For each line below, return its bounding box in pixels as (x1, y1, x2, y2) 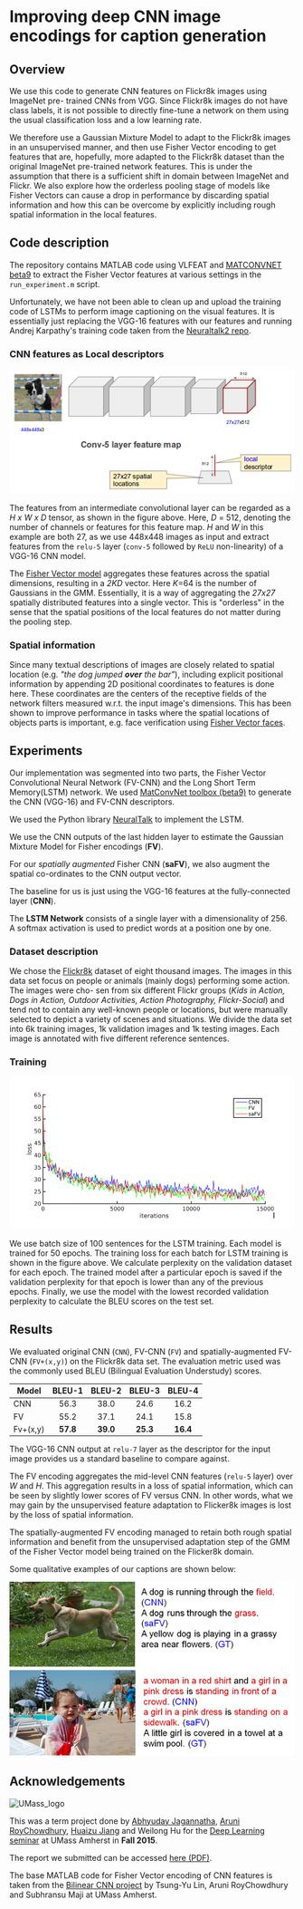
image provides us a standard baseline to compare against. (9, 1453, 231, 1464)
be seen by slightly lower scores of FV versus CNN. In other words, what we (9, 1490, 294, 1501)
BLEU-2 (90, 1385, 122, 1396)
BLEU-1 (52, 1385, 83, 1396)
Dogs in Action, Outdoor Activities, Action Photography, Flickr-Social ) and (9, 995, 285, 1006)
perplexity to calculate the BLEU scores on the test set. (9, 1296, 214, 1306)
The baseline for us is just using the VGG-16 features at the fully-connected (9, 885, 291, 896)
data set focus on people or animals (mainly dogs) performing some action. (9, 976, 290, 987)
